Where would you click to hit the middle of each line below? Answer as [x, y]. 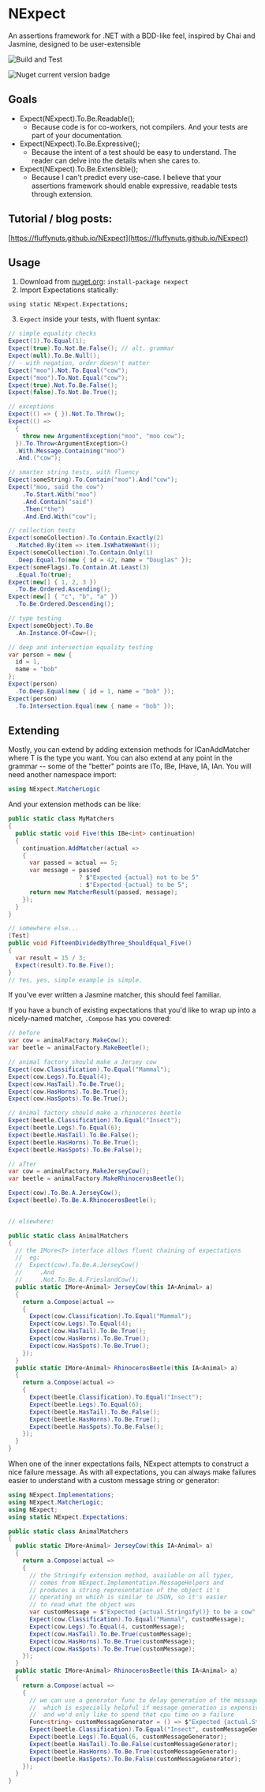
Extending [34, 730]
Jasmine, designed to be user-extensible [75, 43]
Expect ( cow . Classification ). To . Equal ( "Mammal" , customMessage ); [137, 1620]
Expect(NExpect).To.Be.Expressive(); [80, 144]
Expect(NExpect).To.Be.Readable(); [77, 118]
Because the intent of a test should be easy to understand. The [134, 152]
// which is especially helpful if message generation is [128, 1707]
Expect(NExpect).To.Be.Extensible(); [79, 169]
